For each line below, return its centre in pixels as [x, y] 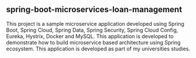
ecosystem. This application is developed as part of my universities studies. [98, 49]
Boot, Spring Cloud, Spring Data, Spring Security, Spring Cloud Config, [92, 30]
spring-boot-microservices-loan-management [94, 10]
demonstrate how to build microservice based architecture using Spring [94, 42]
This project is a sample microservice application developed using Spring [95, 23]
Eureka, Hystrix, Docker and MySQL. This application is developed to [90, 36]
